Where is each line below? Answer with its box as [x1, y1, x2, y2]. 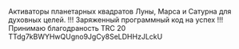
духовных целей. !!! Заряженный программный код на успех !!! [8, 15, 224, 24]
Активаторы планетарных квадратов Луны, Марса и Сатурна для [8, 7, 232, 16]
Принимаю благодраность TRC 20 [8, 24, 126, 32]
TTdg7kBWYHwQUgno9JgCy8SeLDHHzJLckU [8, 32, 163, 41]
